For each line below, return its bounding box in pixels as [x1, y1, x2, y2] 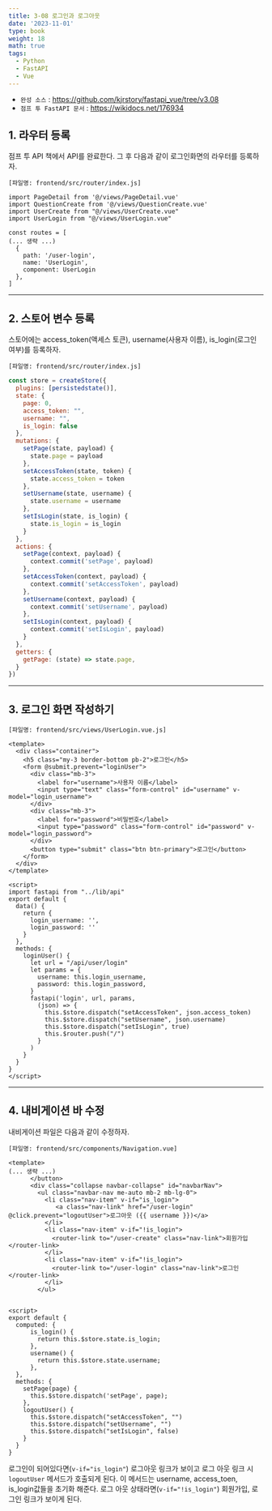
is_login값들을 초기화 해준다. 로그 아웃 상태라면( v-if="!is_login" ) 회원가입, [8, 1483, 250, 1493]
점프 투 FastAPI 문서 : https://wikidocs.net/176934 [19, 103, 185, 113]
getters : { [15, 647, 53, 656]
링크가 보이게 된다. [23, 1494, 83, 1504]
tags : [8, 49, 27, 58]
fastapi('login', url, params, [29, 994, 136, 1003]
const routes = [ [8, 228, 67, 237]
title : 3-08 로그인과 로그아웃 [8, 11, 100, 20]
